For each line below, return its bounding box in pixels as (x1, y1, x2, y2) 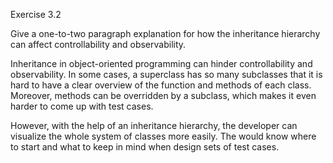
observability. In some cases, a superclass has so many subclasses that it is (10, 69, 323, 80)
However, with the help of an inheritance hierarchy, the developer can (10, 120, 298, 131)
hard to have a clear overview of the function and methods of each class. (10, 79, 312, 91)
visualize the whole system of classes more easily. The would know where (10, 130, 317, 142)
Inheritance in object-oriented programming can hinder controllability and (10, 58, 313, 69)
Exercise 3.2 (10, 9, 62, 20)
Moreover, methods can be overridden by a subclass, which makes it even (10, 90, 317, 101)
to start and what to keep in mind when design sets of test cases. (10, 141, 280, 153)
